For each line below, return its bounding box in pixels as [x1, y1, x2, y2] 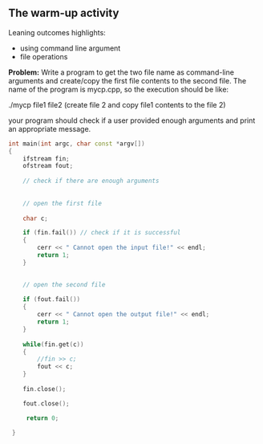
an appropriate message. [8, 124, 91, 133]
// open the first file [22, 199, 103, 207]
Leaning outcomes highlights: [8, 27, 106, 37]
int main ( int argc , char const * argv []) [8, 140, 146, 148]
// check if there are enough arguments [22, 177, 160, 185]
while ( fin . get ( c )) [22, 340, 84, 348]
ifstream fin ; [22, 154, 70, 163]
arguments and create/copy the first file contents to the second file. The [8, 75, 247, 85]
